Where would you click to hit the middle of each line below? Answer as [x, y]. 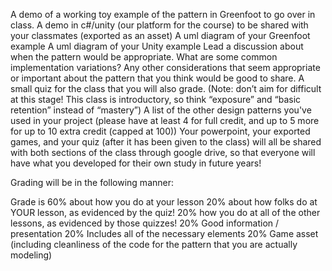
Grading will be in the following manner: [92, 182]
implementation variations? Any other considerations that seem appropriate [165, 67]
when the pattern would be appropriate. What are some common [144, 57]
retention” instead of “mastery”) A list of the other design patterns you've [161, 110]
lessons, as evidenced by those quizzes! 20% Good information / [145, 223]
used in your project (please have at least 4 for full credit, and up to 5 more [165, 120]
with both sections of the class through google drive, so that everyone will [163, 152]
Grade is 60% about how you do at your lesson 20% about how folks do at [164, 202]
